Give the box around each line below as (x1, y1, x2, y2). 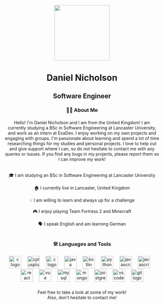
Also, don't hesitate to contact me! (47, 295, 117, 301)
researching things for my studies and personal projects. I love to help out (7, 140, 157, 147)
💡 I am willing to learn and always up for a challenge (29, 197, 135, 203)
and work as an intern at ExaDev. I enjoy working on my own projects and (7, 130, 157, 136)
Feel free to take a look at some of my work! (37, 289, 127, 295)
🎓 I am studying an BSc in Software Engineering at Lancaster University (8, 172, 156, 178)
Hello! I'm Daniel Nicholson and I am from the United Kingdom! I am (14, 120, 150, 126)
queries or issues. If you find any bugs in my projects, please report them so (5, 151, 159, 157)
